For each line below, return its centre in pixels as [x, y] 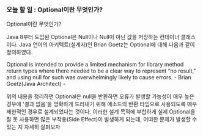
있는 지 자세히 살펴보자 [33, 127]
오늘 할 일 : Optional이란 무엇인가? [54, 9]
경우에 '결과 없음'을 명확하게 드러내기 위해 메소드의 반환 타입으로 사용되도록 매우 [102, 104]
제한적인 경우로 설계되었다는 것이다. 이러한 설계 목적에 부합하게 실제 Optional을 [101, 112]
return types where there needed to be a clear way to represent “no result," [101, 71]
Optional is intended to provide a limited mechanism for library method [95, 65]
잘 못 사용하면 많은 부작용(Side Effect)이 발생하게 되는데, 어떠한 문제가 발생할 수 [102, 120]
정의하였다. [20, 52]
